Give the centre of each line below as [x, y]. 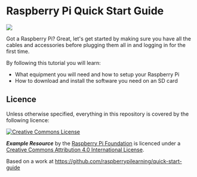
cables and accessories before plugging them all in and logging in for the [96, 45]
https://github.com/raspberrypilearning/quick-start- [118, 161]
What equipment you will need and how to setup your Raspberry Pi [97, 74]
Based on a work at [30, 161]
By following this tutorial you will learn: [54, 63]
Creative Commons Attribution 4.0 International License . [75, 150]
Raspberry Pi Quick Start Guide [85, 11]
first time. [18, 51]
